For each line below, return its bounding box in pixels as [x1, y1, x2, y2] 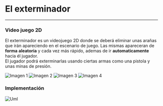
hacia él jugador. [5, 53, 38, 59]
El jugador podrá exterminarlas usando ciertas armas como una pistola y [5, 58, 150, 64]
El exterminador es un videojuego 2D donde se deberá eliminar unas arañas [5, 38, 157, 44]
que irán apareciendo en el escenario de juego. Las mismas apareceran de [5, 43, 154, 49]
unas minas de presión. [5, 63, 52, 69]
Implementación [5, 85, 45, 91]
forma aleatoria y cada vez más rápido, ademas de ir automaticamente [5, 48, 149, 54]
